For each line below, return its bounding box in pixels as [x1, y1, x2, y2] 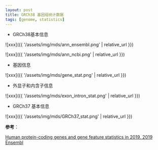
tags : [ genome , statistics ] [5, 17, 65, 22]
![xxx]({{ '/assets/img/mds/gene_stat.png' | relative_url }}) [5, 72, 127, 78]
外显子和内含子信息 [12, 82, 53, 89]
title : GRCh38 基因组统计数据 [5, 12, 64, 17]
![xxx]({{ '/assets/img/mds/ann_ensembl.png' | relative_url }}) [5, 42, 134, 48]
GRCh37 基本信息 [12, 103, 50, 109]
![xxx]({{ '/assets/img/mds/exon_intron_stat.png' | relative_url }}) [5, 93, 141, 99]
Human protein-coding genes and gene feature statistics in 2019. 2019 [5, 134, 153, 140]
